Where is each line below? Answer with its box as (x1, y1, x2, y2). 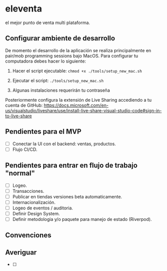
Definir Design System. (12, 210, 60, 216)
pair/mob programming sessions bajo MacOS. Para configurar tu (5, 53, 138, 59)
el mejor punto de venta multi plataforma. (5, 20, 90, 26)
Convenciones (5, 231, 51, 239)
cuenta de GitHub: (5, 102, 43, 108)
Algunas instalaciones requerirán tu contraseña (12, 87, 110, 93)
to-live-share (5, 113, 32, 119)
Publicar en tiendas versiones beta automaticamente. (12, 193, 122, 199)
